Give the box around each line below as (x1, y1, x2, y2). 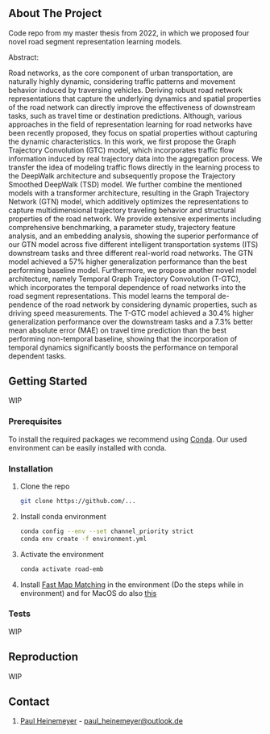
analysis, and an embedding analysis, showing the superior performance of (8, 231, 260, 241)
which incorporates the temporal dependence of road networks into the (8, 282, 247, 292)
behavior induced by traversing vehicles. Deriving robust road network (8, 85, 243, 94)
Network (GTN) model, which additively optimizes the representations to (8, 196, 249, 206)
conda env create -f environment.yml (19, 535, 147, 543)
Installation (8, 463, 54, 474)
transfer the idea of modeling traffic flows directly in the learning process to (8, 162, 260, 172)
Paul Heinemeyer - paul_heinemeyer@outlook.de (19, 716, 184, 726)
